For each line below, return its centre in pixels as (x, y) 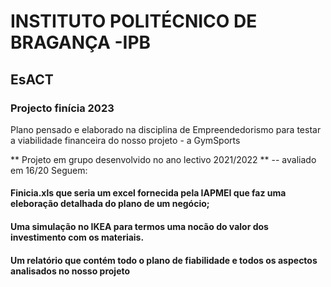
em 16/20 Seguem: (49, 170)
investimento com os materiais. (77, 237)
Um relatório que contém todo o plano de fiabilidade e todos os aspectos (164, 260)
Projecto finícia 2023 (62, 108)
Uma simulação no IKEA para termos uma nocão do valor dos (139, 227)
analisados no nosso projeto (70, 271)
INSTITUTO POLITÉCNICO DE (134, 21)
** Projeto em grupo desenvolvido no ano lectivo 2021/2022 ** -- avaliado (163, 159)
